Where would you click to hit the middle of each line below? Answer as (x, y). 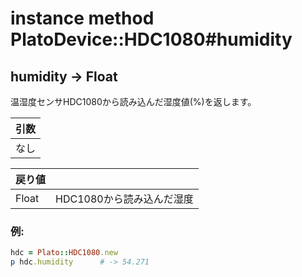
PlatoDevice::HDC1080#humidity (151, 39)
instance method (82, 18)
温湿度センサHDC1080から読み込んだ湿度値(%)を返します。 (133, 101)
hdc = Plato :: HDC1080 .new (64, 253)
